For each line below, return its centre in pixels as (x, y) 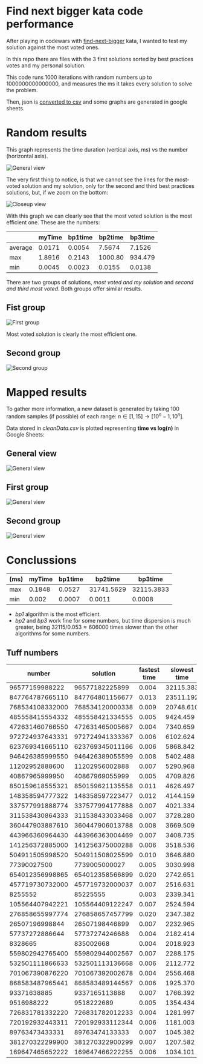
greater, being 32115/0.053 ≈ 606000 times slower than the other (96, 627)
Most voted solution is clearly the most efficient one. (72, 334)
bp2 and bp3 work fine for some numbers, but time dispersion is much (103, 621)
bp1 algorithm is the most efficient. (58, 614)
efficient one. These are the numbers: (53, 222)
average (21, 247)
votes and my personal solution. (46, 65)
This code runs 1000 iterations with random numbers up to (79, 77)
